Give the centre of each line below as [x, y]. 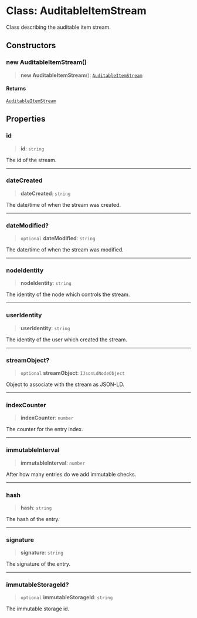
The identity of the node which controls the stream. [68, 294]
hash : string [36, 508]
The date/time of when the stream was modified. [65, 250]
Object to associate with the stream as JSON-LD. [65, 384]
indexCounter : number [47, 418]
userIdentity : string [45, 328]
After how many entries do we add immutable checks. [71, 474]
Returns [16, 89]
